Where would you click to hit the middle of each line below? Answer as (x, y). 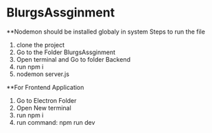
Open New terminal (44, 108)
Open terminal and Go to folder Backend (73, 59)
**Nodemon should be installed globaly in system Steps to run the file (106, 32)
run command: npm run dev (56, 122)
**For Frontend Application (45, 87)
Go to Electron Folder (46, 100)
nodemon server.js (43, 74)
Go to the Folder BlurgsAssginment (66, 52)
